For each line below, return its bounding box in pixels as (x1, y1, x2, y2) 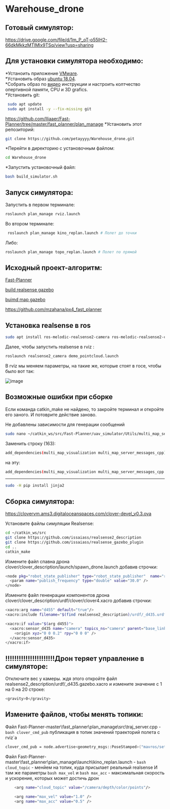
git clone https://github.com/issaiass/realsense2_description (5, 535, 142, 540)
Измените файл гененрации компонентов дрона (5, 592, 110, 598)
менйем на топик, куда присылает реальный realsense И (34, 764, 158, 770)
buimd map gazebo (5, 296, 46, 302)
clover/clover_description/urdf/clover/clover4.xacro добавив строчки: (5, 597, 152, 604)
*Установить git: (5, 92, 40, 98)
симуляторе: (5, 662, 48, 670)
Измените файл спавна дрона (5, 558, 70, 564)
